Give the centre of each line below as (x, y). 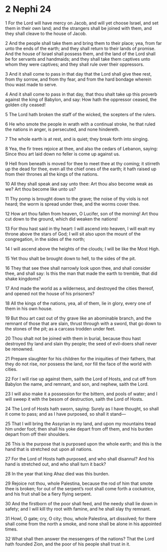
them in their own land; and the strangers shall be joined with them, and (79, 28)
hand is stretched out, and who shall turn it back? (56, 464)
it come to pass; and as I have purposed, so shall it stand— (66, 414)
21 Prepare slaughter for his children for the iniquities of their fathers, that (80, 358)
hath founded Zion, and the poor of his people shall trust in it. (68, 544)
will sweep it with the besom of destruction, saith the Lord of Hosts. (74, 399)
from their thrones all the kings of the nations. (52, 174)
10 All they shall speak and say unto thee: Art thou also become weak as (79, 184)
